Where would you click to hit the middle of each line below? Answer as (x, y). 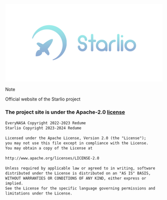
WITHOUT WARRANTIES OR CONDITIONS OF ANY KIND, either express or (76, 178)
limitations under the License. (39, 193)
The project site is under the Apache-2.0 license (65, 112)
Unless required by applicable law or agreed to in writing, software (80, 168)
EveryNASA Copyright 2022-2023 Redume (45, 123)
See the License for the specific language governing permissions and (80, 188)
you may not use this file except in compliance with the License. (77, 143)
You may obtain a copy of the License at (49, 148)
